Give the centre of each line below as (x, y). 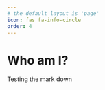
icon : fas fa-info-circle (44, 20)
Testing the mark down (39, 79)
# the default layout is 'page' (53, 13)
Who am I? (38, 60)
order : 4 (20, 26)
